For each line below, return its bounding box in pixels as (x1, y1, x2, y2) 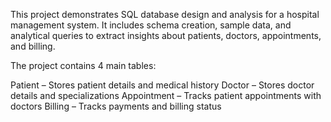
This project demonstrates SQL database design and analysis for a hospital (10, 9, 320, 20)
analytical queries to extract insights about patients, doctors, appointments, (10, 30, 322, 41)
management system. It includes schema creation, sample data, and (10, 19, 292, 31)
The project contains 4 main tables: (10, 60, 157, 71)
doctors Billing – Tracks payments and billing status (10, 100, 222, 112)
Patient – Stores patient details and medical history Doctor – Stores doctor (10, 79, 315, 91)
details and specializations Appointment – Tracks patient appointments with (10, 90, 322, 101)
